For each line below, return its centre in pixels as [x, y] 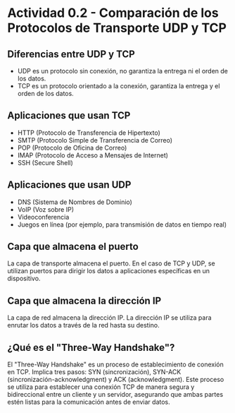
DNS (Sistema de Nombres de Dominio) [75, 202]
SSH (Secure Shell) [45, 162]
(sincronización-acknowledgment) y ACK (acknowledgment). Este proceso [116, 380]
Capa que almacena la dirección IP [84, 300]
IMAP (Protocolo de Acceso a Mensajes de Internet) [93, 155]
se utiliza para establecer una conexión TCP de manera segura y [101, 387]
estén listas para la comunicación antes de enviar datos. [89, 402]
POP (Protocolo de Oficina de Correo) [72, 148]
